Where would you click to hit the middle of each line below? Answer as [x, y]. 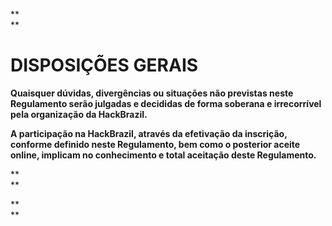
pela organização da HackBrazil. [79, 114]
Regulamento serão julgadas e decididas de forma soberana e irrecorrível [166, 103]
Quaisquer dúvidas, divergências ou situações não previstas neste [152, 93]
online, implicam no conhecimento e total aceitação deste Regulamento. [163, 155]
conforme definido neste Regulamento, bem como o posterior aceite [155, 144]
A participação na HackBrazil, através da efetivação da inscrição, [149, 133]
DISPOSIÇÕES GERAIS [104, 65]
